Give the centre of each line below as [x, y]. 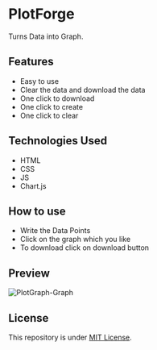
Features [31, 62]
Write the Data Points [55, 231]
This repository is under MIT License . [70, 337]
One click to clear [49, 115]
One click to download [57, 98]
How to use [37, 211]
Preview [29, 273]
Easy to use [39, 81]
